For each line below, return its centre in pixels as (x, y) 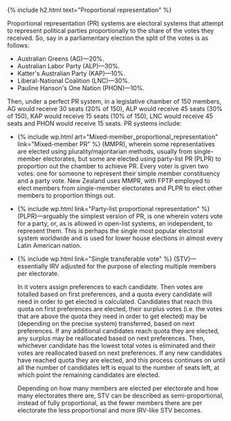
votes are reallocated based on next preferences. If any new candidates (120, 353)
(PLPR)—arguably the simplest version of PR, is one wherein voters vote (120, 216)
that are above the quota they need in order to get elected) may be (112, 316)
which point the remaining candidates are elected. (89, 375)
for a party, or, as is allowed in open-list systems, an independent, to (115, 223)
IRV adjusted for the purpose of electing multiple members (133, 266)
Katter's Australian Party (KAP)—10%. (71, 73)
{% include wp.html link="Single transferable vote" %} (95, 259)
